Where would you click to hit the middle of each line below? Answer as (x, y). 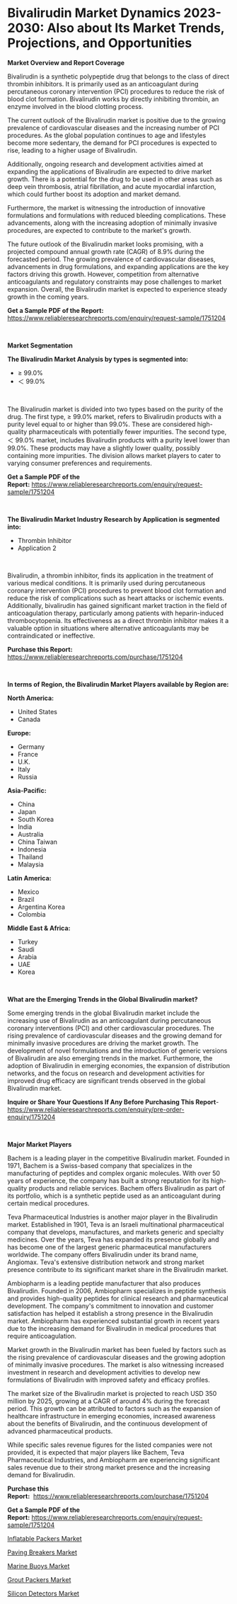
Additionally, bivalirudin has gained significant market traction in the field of (117, 605)
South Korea (36, 819)
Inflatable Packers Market (45, 1538)
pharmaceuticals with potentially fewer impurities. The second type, (128, 431)
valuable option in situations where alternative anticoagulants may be (108, 628)
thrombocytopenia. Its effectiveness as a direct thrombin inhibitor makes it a (118, 620)
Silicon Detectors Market (44, 1593)
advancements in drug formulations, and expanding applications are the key (118, 266)
